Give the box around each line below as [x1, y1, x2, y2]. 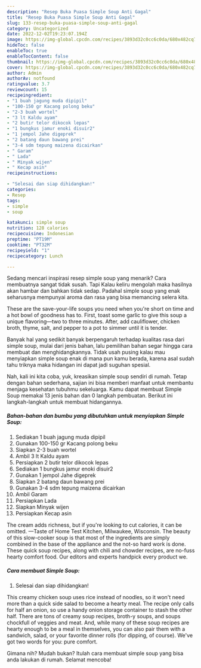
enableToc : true [7, 48, 47, 54]
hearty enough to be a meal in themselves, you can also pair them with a [7, 626, 185, 633]
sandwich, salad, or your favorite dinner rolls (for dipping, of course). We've [7, 632, 193, 639]
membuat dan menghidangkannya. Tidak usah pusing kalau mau [7, 348, 166, 356]
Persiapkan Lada [15, 497, 57, 505]
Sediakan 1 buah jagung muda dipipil [15, 433, 106, 441]
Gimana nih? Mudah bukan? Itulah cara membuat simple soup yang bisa [7, 650, 184, 657]
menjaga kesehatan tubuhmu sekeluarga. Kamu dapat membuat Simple [7, 385, 182, 393]
